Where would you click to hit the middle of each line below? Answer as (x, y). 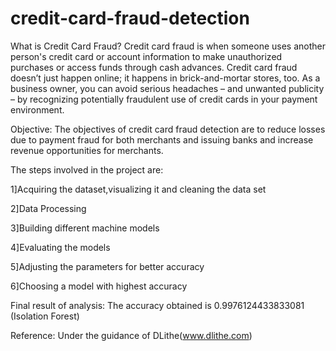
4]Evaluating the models (60, 247)
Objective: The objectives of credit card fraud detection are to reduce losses (168, 129)
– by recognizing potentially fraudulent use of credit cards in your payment (164, 99)
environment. (37, 109)
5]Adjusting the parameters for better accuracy (107, 266)
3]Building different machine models (85, 228)
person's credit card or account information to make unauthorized (146, 56)
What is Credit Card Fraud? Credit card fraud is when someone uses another (168, 46)
